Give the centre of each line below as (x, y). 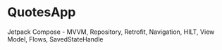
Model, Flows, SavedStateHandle (55, 39)
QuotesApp (42, 12)
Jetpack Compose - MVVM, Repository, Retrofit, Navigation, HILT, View (111, 32)
